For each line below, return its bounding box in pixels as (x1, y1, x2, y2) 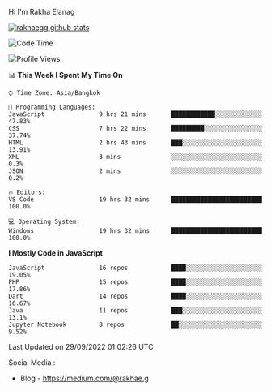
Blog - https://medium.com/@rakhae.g (19, 373, 150, 383)
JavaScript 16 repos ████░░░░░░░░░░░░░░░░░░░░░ (8, 264, 263, 272)
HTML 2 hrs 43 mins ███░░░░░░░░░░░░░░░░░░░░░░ (8, 139, 263, 147)
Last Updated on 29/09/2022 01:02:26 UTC (8, 342, 154, 351)
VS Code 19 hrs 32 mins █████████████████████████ (8, 195, 263, 204)
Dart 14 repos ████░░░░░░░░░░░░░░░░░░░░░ (8, 292, 263, 300)
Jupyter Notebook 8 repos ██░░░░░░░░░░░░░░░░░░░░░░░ (8, 320, 263, 329)
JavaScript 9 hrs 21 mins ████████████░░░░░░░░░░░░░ (8, 110, 263, 118)
